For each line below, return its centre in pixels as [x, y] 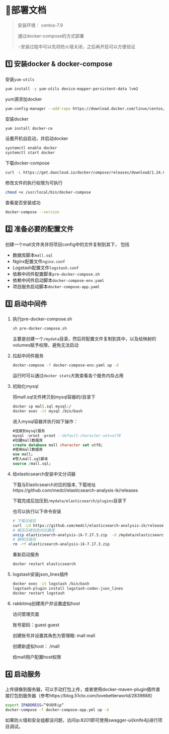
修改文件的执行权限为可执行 [34, 183]
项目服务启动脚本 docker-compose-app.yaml [56, 286]
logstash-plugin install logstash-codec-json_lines [68, 588]
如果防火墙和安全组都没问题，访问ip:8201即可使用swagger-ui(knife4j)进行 [82, 720]
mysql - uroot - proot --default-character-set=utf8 [67, 436]
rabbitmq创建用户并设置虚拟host [46, 603]
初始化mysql [25, 386]
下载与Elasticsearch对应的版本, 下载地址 [54, 484]
